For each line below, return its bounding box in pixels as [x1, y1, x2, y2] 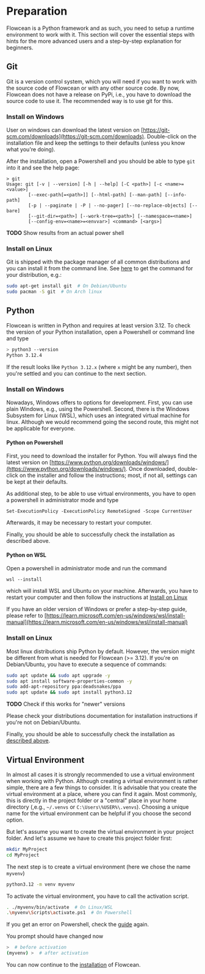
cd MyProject [6, 852, 40, 858]
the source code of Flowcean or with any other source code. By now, [6, 84, 180, 91]
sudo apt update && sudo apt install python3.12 [6, 689, 132, 696]
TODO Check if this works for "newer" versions [6, 700, 126, 708]
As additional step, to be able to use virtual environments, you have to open [6, 490, 196, 498]
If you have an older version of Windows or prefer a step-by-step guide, [6, 606, 187, 613]
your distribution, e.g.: [6, 271, 62, 279]
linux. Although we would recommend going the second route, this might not [6, 418, 199, 425]
